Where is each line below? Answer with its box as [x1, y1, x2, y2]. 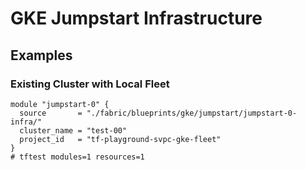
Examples [10, 47, 73, 64]
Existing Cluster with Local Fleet [10, 77, 170, 91]
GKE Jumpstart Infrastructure [10, 7, 263, 30]
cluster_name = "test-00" [19, 125, 128, 136]
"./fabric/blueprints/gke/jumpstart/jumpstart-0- [86, 108, 298, 118]
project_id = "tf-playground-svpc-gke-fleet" [19, 134, 222, 144]
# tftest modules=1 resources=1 [10, 152, 145, 162]
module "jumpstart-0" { [10, 99, 110, 109]
